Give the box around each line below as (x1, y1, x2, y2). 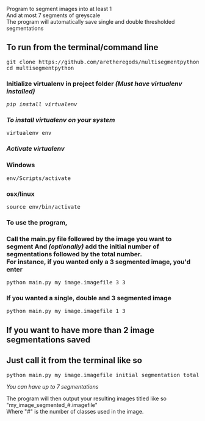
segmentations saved (6, 334, 90, 345)
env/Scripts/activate (6, 175, 71, 182)
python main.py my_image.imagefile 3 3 (6, 279, 126, 286)
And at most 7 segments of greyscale (6, 12, 101, 19)
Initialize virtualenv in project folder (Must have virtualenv (6, 79, 182, 88)
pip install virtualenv (6, 101, 77, 108)
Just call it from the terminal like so (6, 355, 142, 365)
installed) (6, 87, 35, 95)
